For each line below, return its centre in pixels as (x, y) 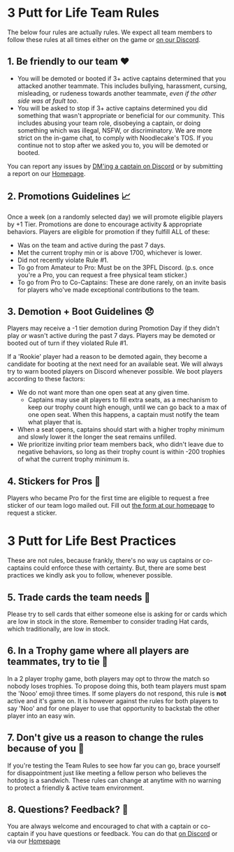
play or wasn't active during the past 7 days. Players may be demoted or (111, 336)
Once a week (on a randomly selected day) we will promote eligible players (115, 216)
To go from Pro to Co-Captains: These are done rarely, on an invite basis (122, 282)
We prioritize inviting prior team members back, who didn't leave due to (120, 444)
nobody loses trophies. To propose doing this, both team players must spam (117, 686)
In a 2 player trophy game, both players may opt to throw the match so (108, 678)
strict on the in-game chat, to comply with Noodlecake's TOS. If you (115, 138)
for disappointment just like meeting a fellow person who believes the (107, 772)
